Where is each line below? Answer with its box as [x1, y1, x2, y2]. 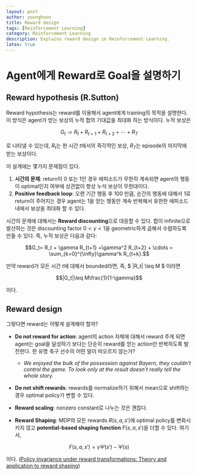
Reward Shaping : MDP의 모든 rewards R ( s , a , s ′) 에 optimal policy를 [14, 417, 175, 424]
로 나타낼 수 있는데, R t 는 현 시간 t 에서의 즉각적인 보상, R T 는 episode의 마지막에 [6, 142, 187, 151]
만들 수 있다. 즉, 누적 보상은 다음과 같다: [6, 232, 97, 239]
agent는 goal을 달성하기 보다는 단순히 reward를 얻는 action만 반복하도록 [14, 340, 183, 347]
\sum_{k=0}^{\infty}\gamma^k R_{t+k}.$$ [48, 250, 150, 258]
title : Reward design [6, 19, 60, 25]
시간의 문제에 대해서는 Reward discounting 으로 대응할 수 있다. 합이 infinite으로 [6, 217, 191, 225]
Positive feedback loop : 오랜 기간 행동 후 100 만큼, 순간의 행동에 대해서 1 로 [14, 190, 191, 197]
